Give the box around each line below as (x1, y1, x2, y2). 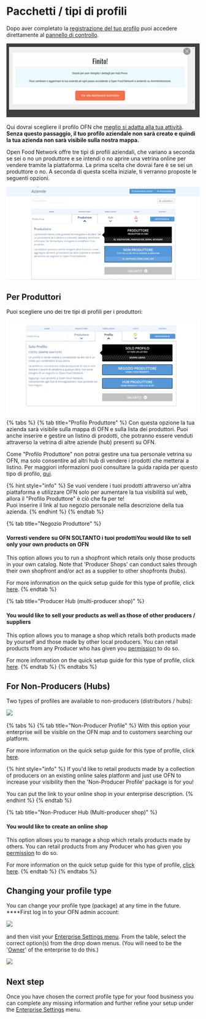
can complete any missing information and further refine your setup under (6, 999, 194, 1007)
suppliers (6, 618, 31, 625)
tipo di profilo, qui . (6, 470, 53, 477)
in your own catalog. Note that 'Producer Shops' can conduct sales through (6, 561, 197, 568)
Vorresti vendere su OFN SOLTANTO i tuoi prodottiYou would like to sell (6, 534, 191, 541)
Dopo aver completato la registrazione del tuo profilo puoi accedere (6, 25, 178, 32)
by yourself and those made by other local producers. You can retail (6, 638, 178, 646)
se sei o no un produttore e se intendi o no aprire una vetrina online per (6, 155, 186, 162)
